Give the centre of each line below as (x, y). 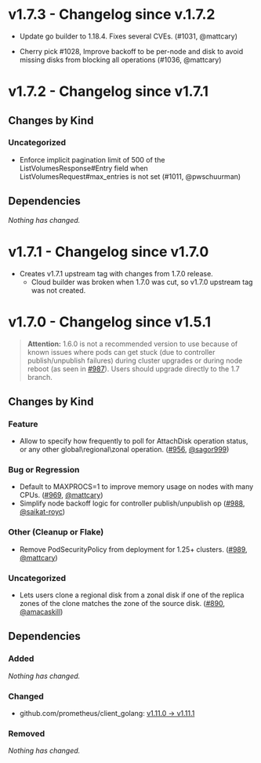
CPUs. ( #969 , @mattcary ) (61, 495)
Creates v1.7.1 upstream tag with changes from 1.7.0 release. (116, 273)
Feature (23, 424)
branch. (40, 377)
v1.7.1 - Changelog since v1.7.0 (109, 252)
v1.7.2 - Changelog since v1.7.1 (109, 91)
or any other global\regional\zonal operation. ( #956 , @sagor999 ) (124, 450)
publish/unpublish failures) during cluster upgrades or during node (135, 360)
